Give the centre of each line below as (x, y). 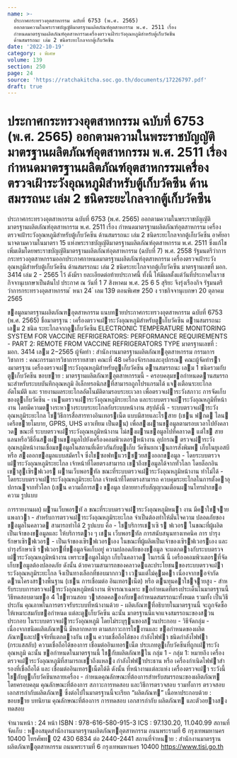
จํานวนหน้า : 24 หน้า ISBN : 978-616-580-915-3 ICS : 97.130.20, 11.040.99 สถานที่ (118, 723)
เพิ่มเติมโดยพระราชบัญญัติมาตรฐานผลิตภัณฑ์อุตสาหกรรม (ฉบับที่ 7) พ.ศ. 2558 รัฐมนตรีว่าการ (117, 251)
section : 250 (27, 67)
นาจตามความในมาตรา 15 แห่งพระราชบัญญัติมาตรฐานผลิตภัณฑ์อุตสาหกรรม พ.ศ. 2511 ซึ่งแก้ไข (117, 243)
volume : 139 (25, 60)
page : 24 (20, 73)
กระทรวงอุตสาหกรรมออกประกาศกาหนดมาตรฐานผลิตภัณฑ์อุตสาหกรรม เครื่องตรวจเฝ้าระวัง (111, 259)
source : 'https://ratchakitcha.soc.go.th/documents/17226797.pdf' (107, 80)
